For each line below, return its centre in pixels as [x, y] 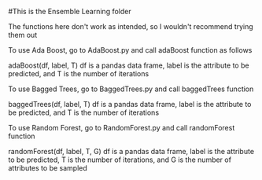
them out [23, 35]
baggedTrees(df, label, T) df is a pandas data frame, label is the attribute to [130, 104]
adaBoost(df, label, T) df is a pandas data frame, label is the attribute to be [129, 65]
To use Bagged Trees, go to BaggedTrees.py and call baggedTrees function [131, 89]
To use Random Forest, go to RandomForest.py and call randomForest [122, 128]
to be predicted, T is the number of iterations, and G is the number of [120, 160]
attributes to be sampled [48, 168]
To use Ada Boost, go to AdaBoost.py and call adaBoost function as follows [130, 50]
